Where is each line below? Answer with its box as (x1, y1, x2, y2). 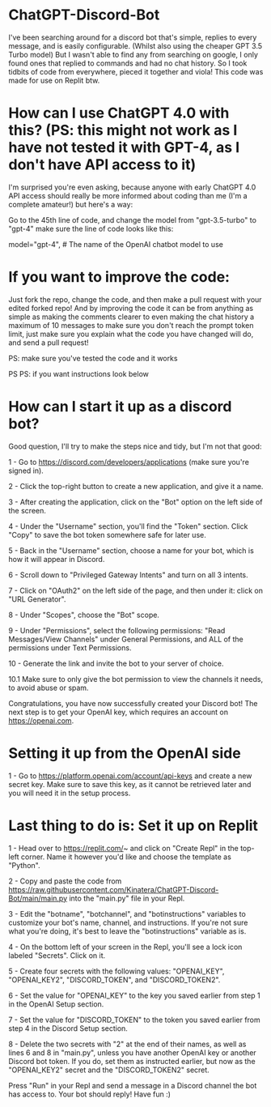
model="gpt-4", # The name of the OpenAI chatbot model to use (8, 239, 224, 249)
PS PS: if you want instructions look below (8, 368, 150, 378)
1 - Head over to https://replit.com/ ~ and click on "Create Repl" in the (8, 843, 239, 853)
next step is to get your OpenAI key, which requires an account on (8, 707, 229, 717)
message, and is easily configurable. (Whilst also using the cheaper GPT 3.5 (8, 40, 263, 50)
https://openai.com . (8, 715, 74, 726)
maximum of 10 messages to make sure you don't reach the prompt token (8, 320, 254, 330)
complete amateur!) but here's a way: (8, 199, 133, 209)
